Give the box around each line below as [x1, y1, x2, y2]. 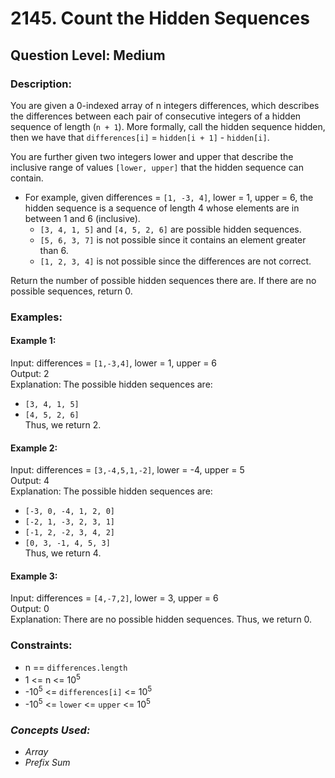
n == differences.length [24, 661, 128, 673]
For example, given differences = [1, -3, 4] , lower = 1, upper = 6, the [24, 191, 314, 203]
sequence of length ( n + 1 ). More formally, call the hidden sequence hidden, [10, 120, 326, 132]
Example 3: [10, 570, 58, 582]
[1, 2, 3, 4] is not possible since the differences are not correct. [39, 255, 312, 267]
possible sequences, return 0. [10, 285, 133, 297]
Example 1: [10, 335, 57, 347]
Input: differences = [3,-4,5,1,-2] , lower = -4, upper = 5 [10, 464, 245, 476]
